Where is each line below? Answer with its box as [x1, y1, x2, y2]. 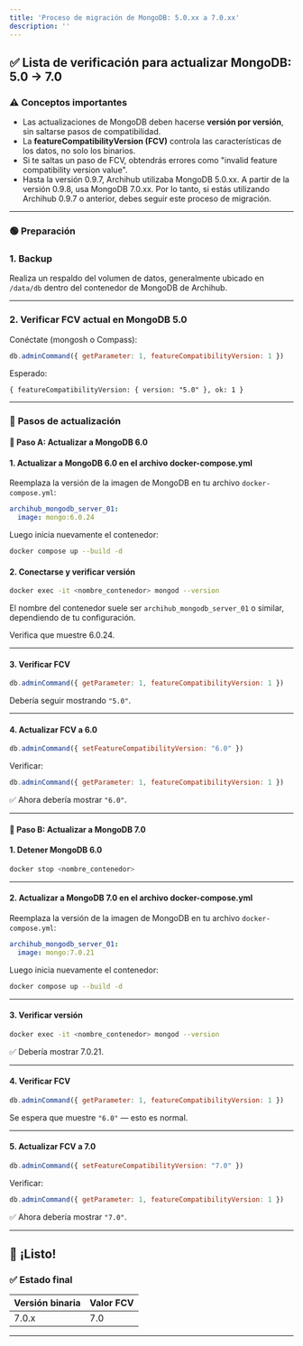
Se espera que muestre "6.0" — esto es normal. [9, 1111, 188, 1123]
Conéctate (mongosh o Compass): [9, 334, 138, 345]
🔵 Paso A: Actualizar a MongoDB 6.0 [9, 437, 149, 447]
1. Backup [9, 253, 52, 265]
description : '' [9, 22, 70, 31]
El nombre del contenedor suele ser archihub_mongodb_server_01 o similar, [9, 603, 284, 613]
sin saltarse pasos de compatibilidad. [22, 126, 161, 137]
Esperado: [9, 367, 48, 379]
